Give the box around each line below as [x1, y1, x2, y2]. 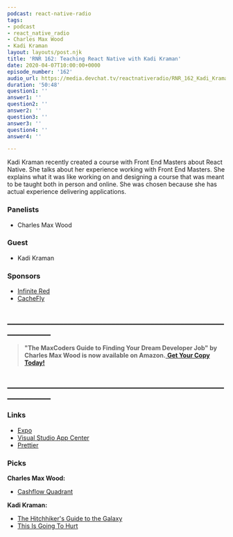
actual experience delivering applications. [7, 188, 127, 196]
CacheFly [17, 295, 45, 303]
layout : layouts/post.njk [7, 49, 82, 56]
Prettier [17, 440, 39, 449]
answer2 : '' [7, 107, 42, 114]
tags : [7, 17, 23, 24]
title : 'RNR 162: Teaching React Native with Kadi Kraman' [7, 56, 182, 63]
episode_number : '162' [7, 68, 73, 75]
